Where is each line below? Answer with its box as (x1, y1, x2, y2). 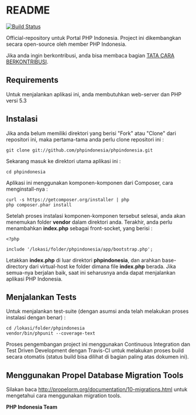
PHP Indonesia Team (6, 403, 57, 411)
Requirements (6, 75, 59, 85)
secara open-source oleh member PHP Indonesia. (6, 41, 127, 48)
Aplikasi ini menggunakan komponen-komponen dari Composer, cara (6, 179, 174, 186)
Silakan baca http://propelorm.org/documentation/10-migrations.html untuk (6, 386, 188, 393)
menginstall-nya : (6, 185, 48, 193)
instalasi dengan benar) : (6, 314, 66, 321)
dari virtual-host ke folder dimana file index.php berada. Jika (29, 262, 177, 270)
